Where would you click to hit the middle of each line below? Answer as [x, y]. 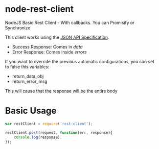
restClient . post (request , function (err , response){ [59, 133]
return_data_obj [28, 76]
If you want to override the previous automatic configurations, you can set [80, 61]
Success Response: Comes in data [47, 47]
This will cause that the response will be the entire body [61, 91]
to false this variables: [27, 67]
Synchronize [18, 27]
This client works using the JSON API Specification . [57, 37]
